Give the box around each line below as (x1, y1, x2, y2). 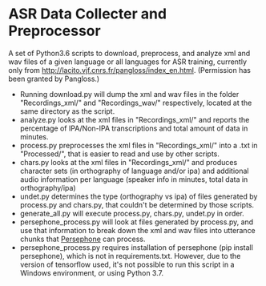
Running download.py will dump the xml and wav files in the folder (19, 89, 240, 99)
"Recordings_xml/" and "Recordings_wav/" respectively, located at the (19, 98, 252, 107)
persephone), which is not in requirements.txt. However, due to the (19, 251, 241, 260)
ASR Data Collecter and (8, 5, 167, 23)
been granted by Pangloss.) (8, 74, 100, 83)
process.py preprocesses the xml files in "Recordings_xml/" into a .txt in (19, 140, 258, 150)
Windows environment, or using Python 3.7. (19, 268, 164, 277)
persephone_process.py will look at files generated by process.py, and (19, 217, 254, 227)
